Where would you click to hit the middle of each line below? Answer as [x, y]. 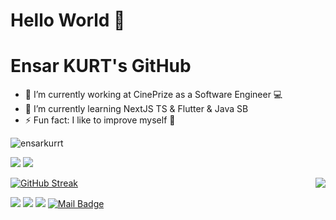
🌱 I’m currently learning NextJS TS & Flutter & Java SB [136, 109]
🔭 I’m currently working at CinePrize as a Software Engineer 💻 [153, 95]
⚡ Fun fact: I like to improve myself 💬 [100, 120]
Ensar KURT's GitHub [101, 66]
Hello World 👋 [68, 20]
